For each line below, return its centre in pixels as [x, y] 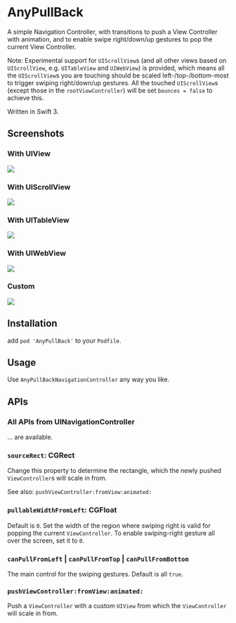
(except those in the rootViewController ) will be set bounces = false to [110, 90]
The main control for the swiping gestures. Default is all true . [96, 574]
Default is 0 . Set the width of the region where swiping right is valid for [109, 525]
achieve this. [26, 98]
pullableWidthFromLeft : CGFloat [62, 510]
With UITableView [38, 220]
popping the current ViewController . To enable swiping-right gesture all [111, 533]
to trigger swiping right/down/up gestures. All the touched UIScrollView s [113, 82]
